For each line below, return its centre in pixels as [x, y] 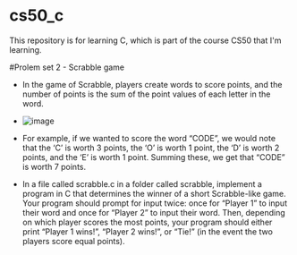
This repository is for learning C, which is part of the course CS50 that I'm [145, 40]
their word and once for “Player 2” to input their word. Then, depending [153, 212]
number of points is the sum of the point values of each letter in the [146, 94]
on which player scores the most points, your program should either [147, 222]
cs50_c [37, 16]
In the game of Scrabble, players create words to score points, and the [152, 84]
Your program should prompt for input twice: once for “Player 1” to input [155, 203]
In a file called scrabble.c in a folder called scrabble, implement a [142, 183]
